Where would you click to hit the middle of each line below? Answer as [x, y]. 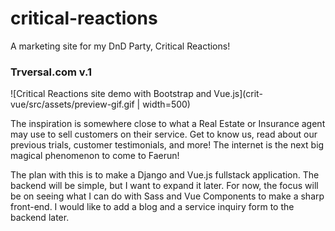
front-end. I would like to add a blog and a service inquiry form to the [152, 207]
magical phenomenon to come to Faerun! [95, 156]
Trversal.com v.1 [51, 72]
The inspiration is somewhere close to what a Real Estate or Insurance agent [168, 124]
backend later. [40, 218]
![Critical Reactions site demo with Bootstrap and [111, 94]
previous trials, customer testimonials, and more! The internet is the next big [167, 145]
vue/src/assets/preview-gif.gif [72, 104]
